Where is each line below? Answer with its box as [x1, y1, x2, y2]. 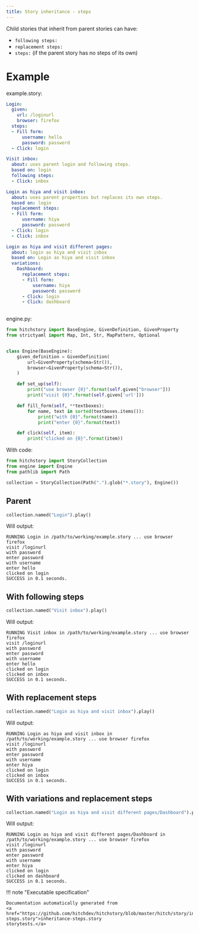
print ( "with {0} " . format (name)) [37, 414, 118, 420]
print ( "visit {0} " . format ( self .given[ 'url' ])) [27, 392, 145, 398]
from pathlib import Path [6, 469, 70, 475]
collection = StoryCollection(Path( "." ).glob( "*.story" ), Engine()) [6, 480, 179, 486]
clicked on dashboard [6, 873, 60, 880]
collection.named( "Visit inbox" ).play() [6, 607, 108, 614]
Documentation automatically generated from [6, 900, 118, 906]
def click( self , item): [17, 430, 76, 436]
